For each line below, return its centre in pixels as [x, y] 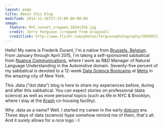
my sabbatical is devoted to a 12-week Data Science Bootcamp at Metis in [79, 71]
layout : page [18, 9]
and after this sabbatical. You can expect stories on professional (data [75, 90]
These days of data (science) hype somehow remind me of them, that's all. [80, 115]
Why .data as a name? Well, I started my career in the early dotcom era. [76, 110]
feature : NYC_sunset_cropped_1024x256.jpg [53, 28]
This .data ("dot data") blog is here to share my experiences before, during [80, 85]
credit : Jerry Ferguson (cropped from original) [59, 32]
